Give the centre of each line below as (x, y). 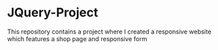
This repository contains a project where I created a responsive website (109, 32)
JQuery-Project (53, 13)
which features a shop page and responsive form (77, 38)
